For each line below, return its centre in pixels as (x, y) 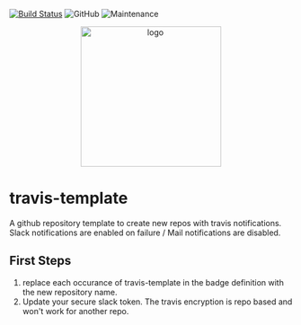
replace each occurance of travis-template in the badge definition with (153, 282)
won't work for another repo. (75, 311)
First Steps (40, 261)
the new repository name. (70, 292)
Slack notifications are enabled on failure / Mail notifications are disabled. (145, 233)
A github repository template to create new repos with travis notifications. (146, 223)
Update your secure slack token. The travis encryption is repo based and (157, 302)
